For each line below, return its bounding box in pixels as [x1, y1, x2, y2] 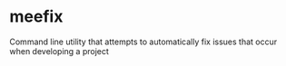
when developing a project [9, 45, 109, 56]
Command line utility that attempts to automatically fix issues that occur [9, 36, 278, 47]
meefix [9, 6, 64, 27]
